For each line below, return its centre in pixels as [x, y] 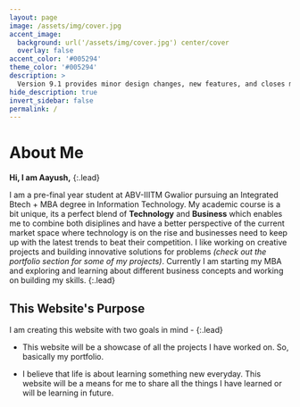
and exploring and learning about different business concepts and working [146, 271]
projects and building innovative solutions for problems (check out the [138, 252]
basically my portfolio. [63, 357]
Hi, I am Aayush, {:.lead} [55, 178]
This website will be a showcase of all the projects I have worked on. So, [155, 347]
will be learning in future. [68, 393]
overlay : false [46, 51]
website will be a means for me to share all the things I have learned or [152, 383]
